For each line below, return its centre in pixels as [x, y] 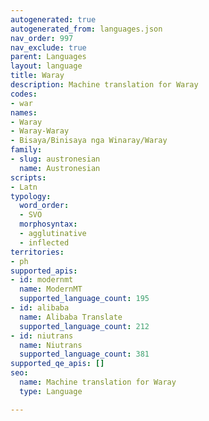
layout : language [46, 66]
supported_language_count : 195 [84, 299]
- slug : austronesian [55, 159]
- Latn [24, 187]
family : [26, 150]
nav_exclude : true [48, 47]
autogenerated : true [53, 19]
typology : [31, 196]
